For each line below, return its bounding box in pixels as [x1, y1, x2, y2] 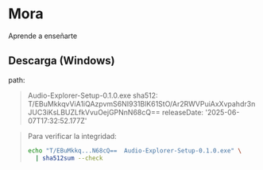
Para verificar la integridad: [27, 131, 117, 141]
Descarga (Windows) [8, 54, 115, 68]
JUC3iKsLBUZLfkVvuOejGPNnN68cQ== [27, 107, 161, 117]
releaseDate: [161, 107, 204, 117]
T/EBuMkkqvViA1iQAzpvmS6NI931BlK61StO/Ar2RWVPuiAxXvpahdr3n [27, 99, 256, 108]
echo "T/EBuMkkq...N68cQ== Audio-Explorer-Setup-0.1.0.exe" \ [27, 146, 242, 155]
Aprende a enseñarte [8, 31, 78, 41]
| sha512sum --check [35, 154, 103, 162]
